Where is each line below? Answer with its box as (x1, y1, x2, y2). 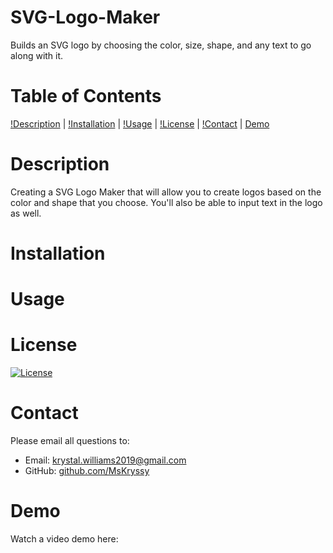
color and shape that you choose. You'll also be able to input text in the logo (10, 196, 323, 208)
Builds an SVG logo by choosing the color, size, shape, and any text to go (10, 39, 312, 51)
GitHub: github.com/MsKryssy (24, 465, 150, 477)
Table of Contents (10, 85, 162, 108)
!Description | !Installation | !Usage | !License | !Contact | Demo (10, 117, 270, 130)
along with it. (10, 49, 64, 61)
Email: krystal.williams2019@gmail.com (24, 454, 187, 466)
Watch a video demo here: (10, 533, 119, 545)
